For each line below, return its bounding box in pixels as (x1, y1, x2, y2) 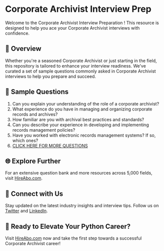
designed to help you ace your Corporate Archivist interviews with (5, 25, 140, 31)
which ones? (12, 137, 39, 143)
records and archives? (12, 111, 58, 117)
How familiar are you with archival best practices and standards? (12, 116, 144, 122)
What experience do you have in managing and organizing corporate (12, 106, 152, 112)
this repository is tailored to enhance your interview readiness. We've (5, 63, 146, 69)
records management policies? (12, 127, 76, 133)
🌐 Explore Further (5, 157, 61, 165)
